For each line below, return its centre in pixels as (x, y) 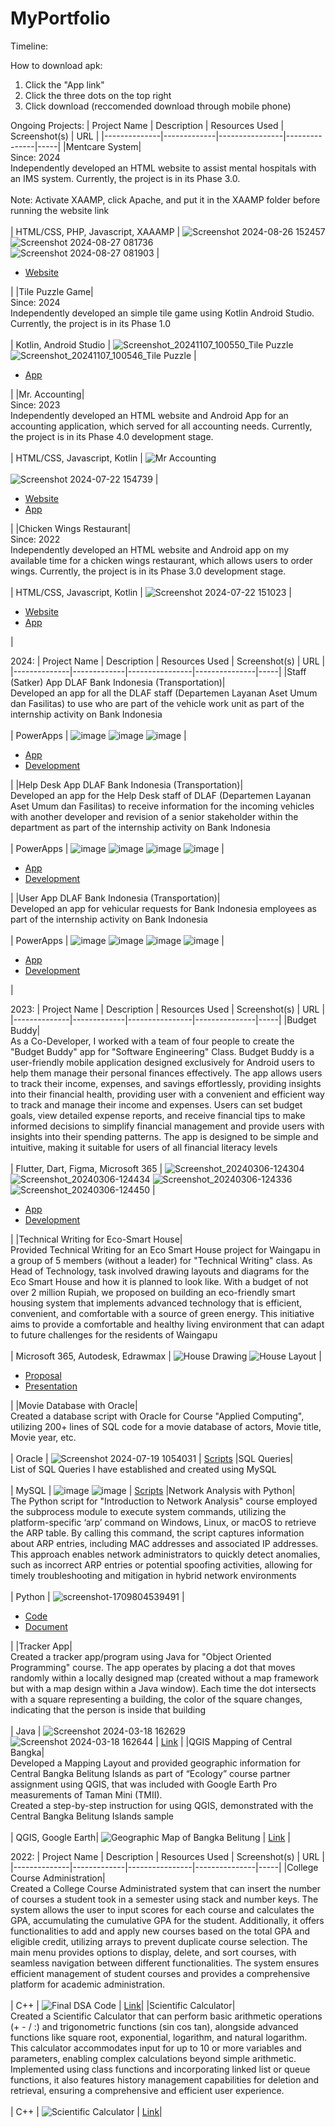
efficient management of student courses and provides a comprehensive (160, 1973)
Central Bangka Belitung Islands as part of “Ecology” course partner (150, 1773)
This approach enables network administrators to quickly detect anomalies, (165, 1554)
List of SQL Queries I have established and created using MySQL (143, 1469)
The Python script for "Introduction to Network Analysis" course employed (164, 1501)
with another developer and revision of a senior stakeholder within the (154, 816)
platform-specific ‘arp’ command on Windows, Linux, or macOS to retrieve (163, 1522)
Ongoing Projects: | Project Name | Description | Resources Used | (147, 125)
